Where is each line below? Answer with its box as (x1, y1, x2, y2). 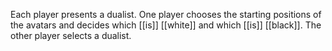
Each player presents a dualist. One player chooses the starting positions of (10, 9, 322, 20)
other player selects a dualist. (10, 30, 132, 41)
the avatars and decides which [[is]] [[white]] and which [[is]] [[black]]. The (10, 19, 322, 31)
